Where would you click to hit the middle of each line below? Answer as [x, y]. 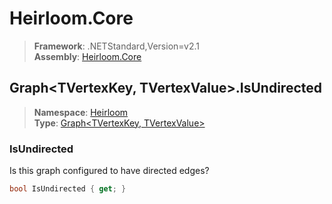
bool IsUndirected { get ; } [68, 189]
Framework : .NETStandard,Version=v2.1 [116, 46]
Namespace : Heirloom [81, 112]
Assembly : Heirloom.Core [87, 56]
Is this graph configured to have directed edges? [109, 171]
